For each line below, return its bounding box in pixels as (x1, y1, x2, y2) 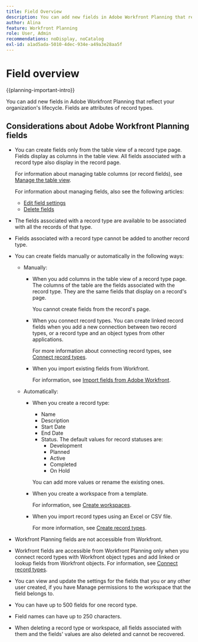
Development (49, 442, 82, 449)
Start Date (41, 423, 66, 430)
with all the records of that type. (14, 223, 93, 230)
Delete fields (23, 205, 55, 212)
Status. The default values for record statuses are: (41, 435, 163, 443)
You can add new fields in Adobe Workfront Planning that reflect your (6, 98, 175, 105)
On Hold (49, 467, 70, 474)
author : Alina (6, 19, 41, 25)
